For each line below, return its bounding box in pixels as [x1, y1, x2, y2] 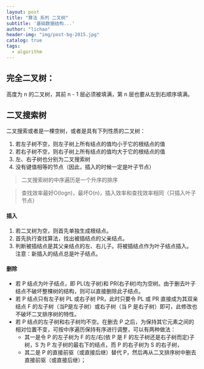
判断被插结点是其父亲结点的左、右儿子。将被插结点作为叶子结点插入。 [15, 242, 192, 250]
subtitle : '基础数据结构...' [6, 20, 75, 26]
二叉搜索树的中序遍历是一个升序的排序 [21, 176, 118, 184]
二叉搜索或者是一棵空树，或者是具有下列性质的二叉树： [6, 127, 145, 135]
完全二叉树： [6, 73, 55, 83]
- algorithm [12, 49, 43, 55]
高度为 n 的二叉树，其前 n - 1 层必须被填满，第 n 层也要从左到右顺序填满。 [6, 90, 194, 98]
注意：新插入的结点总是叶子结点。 [15, 250, 101, 257]
